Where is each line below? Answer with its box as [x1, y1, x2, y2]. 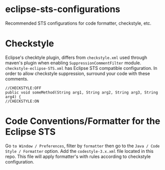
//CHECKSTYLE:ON [5, 99, 39, 104]
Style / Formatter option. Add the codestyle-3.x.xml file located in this [5, 148, 154, 154]
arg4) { [5, 94, 22, 99]
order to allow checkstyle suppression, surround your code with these [5, 70, 150, 76]
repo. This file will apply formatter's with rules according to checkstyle [5, 153, 151, 159]
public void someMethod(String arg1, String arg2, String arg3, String [5, 90, 158, 95]
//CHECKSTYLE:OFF [5, 86, 42, 91]
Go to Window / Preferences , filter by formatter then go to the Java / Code [5, 142, 160, 149]
